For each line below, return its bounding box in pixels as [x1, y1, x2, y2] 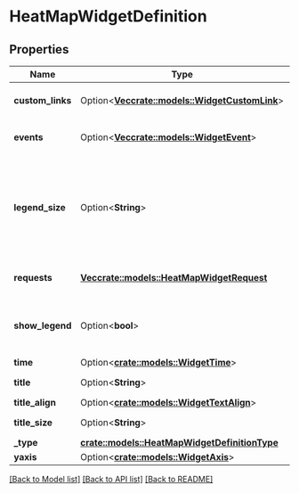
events [13, 131, 44, 144]
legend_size [13, 201, 67, 213]
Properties [9, 42, 69, 57]
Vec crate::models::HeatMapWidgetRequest [79, 272, 268, 283]
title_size [13, 416, 53, 429]
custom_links [13, 94, 72, 106]
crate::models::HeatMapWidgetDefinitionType [79, 437, 279, 448]
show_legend [13, 319, 72, 332]
